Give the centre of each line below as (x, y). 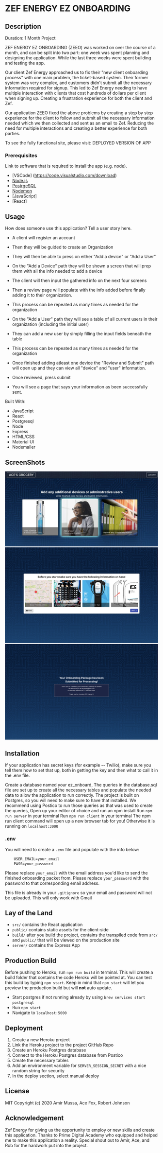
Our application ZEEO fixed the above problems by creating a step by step (79, 113)
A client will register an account (43, 238)
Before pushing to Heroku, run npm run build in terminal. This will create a (79, 972)
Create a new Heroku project (41, 1040)
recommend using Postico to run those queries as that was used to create (79, 805)
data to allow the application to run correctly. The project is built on (72, 795)
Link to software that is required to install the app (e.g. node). (66, 166)
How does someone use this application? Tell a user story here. (68, 228)
